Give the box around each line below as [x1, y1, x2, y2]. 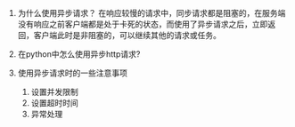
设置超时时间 [30, 98, 78, 108]
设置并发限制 [30, 87, 78, 97]
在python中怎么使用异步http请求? [17, 49, 141, 60]
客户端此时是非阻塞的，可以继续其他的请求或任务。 [33, 30, 221, 40]
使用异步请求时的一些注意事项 [17, 67, 127, 78]
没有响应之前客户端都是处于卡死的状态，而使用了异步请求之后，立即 [17, 19, 268, 29]
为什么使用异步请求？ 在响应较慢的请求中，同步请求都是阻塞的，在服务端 [17, 8, 286, 18]
